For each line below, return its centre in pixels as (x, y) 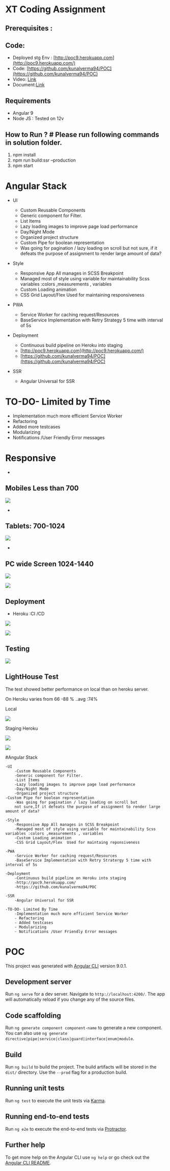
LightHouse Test (32, 677)
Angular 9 (23, 113)
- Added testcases (34, 923)
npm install (24, 155)
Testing (18, 649)
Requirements (28, 101)
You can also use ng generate (36, 1033)
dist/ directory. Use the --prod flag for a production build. (66, 1072)
